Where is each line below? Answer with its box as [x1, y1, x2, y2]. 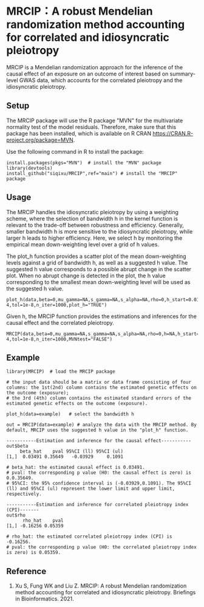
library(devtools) [6, 165, 53, 171]
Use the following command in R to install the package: [6, 148, 144, 155]
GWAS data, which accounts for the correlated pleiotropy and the [19, 76, 183, 84]
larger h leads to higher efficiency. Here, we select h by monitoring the [6, 234, 183, 241]
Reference [6, 566, 47, 577]
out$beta [6, 443, 29, 449]
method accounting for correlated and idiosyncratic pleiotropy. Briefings [15, 589, 196, 596]
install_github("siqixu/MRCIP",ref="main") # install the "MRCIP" [6, 170, 178, 176]
